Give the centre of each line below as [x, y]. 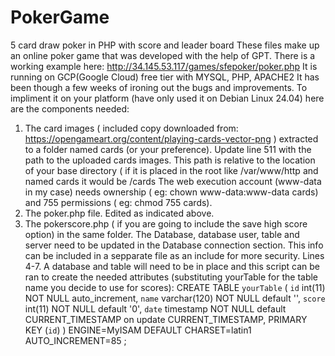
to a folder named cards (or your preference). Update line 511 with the [168, 149]
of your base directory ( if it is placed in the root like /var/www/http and [171, 170]
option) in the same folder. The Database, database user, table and [162, 234]
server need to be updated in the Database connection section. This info [174, 245]
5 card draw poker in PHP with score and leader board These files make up [165, 45]
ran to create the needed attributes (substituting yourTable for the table [171, 277]
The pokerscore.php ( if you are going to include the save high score [166, 223]
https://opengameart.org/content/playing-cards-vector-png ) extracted [171, 138]
